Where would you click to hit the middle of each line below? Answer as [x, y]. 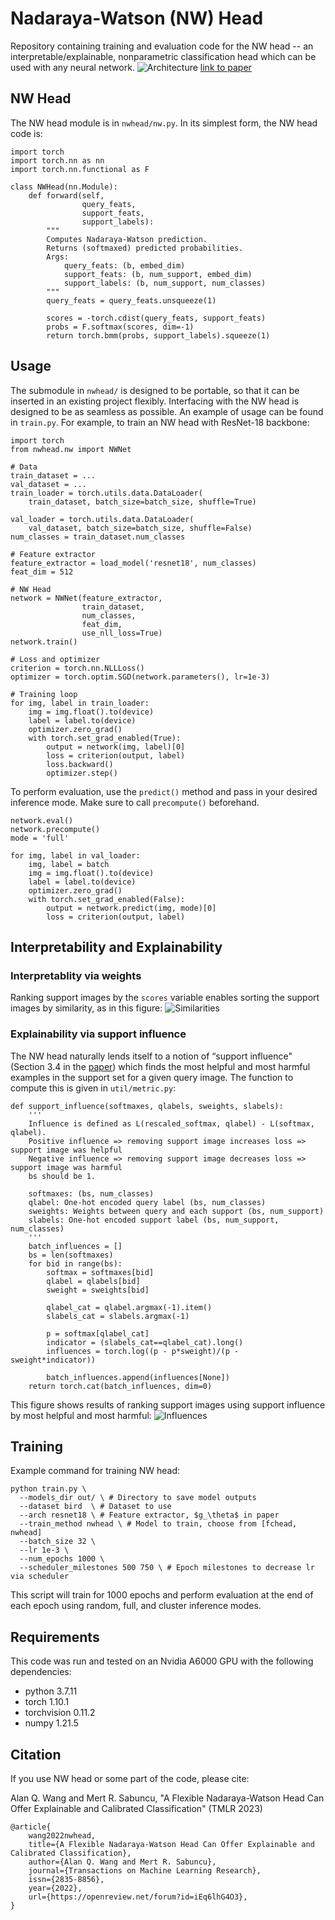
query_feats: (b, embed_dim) [124, 265]
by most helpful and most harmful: [81, 1415]
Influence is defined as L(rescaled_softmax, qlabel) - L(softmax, [171, 1123]
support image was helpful [66, 1150]
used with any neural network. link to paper [131, 67]
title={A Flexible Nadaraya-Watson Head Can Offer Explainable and [171, 1844]
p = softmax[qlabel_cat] [98, 1333]
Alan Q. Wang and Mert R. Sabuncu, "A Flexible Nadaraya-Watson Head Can [167, 1798]
